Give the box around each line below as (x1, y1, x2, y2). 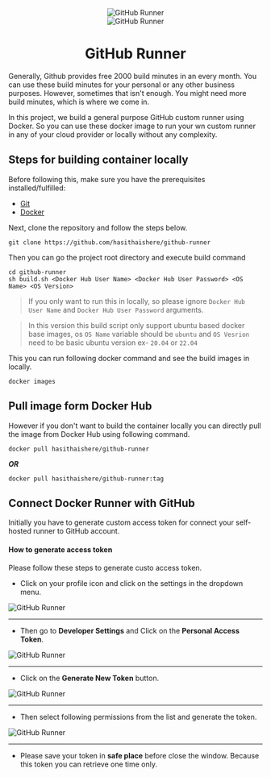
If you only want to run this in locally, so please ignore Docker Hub (27, 296, 246, 305)
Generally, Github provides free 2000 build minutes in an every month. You (8, 71, 256, 81)
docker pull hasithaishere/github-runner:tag (8, 475, 164, 483)
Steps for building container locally (8, 153, 189, 167)
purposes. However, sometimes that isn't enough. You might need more (8, 88, 247, 98)
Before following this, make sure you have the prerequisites (8, 174, 206, 184)
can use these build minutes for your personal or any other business (8, 80, 236, 89)
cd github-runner (8, 268, 67, 276)
